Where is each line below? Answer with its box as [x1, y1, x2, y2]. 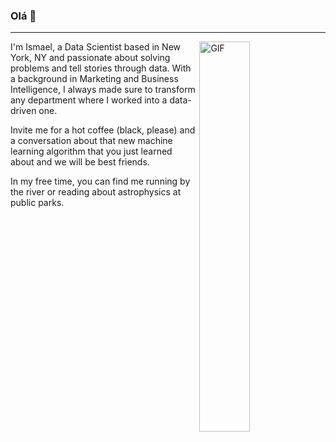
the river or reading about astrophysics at [10, 186, 182, 198]
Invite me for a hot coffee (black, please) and [10, 124, 196, 136]
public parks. [10, 197, 65, 209]
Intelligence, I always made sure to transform [10, 84, 196, 96]
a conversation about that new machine [10, 135, 173, 147]
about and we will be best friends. [10, 156, 150, 168]
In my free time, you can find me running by [10, 175, 191, 188]
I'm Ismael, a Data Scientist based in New [10, 41, 181, 53]
